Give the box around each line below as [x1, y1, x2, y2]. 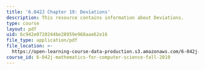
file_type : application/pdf [6, 37, 78, 43]
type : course [6, 20, 40, 26]
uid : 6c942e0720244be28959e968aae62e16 [6, 32, 108, 38]
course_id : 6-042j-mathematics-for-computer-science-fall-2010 [6, 54, 171, 60]
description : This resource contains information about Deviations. [6, 15, 184, 21]
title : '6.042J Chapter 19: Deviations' [6, 9, 111, 15]
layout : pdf [6, 26, 37, 32]
